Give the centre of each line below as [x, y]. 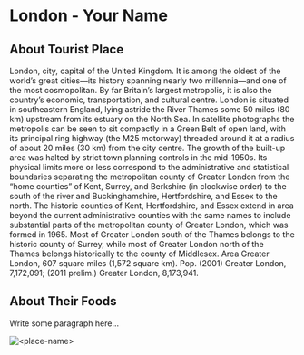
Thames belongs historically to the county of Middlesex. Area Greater [139, 254]
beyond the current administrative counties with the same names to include [150, 215]
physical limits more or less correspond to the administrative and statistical [149, 167]
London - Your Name [88, 16]
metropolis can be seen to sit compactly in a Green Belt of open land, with [147, 129]
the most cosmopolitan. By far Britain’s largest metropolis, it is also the [141, 90]
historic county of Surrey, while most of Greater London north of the [137, 244]
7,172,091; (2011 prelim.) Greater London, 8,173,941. [104, 273]
